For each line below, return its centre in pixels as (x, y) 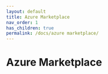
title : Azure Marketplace (38, 17)
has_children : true (30, 28)
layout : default (26, 11)
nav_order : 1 (22, 22)
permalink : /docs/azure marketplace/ (53, 33)
